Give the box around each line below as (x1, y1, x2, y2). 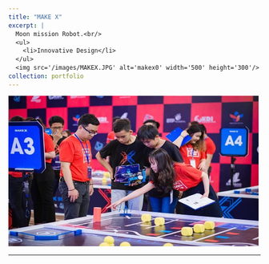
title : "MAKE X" (8, 13, 62, 21)
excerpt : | (8, 21, 45, 30)
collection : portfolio (8, 72, 84, 80)
